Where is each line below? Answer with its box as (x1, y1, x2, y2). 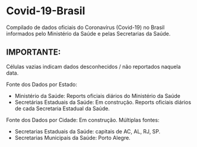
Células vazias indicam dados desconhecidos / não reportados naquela (6, 63, 181, 70)
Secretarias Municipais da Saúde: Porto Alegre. (14, 134, 131, 141)
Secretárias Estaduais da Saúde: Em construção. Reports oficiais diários (14, 98, 192, 106)
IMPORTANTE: (6, 47, 61, 57)
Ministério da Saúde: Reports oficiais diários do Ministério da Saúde (14, 92, 181, 99)
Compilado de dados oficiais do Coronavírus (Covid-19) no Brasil (6, 24, 165, 31)
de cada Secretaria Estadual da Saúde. (14, 105, 110, 112)
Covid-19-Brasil (6, 4, 85, 18)
